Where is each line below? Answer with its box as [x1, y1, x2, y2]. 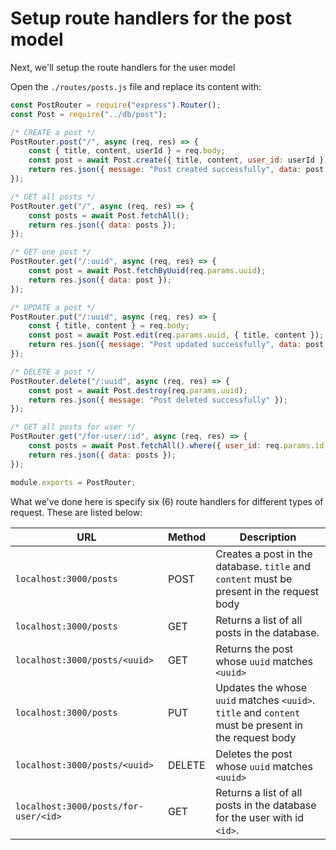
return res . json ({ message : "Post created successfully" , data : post [28, 165, 325, 175]
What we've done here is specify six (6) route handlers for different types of [10, 495, 324, 507]
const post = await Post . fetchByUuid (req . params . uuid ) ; [28, 266, 267, 276]
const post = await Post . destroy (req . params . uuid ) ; [28, 385, 248, 396]
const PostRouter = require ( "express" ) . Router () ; [10, 100, 222, 110]
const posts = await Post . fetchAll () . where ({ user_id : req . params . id [28, 441, 325, 451]
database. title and [215, 559, 311, 573]
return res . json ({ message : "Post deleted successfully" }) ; [28, 395, 288, 405]
